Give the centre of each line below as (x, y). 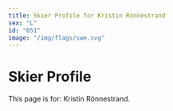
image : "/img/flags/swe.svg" (57, 38)
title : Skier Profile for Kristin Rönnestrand (87, 15)
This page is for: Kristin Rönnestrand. (69, 99)
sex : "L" (23, 23)
